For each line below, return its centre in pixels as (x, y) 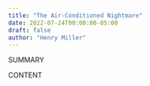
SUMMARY (26, 60)
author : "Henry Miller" (47, 37)
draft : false (30, 30)
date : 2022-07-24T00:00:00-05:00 (63, 23)
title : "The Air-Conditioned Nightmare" (76, 15)
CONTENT (25, 75)
